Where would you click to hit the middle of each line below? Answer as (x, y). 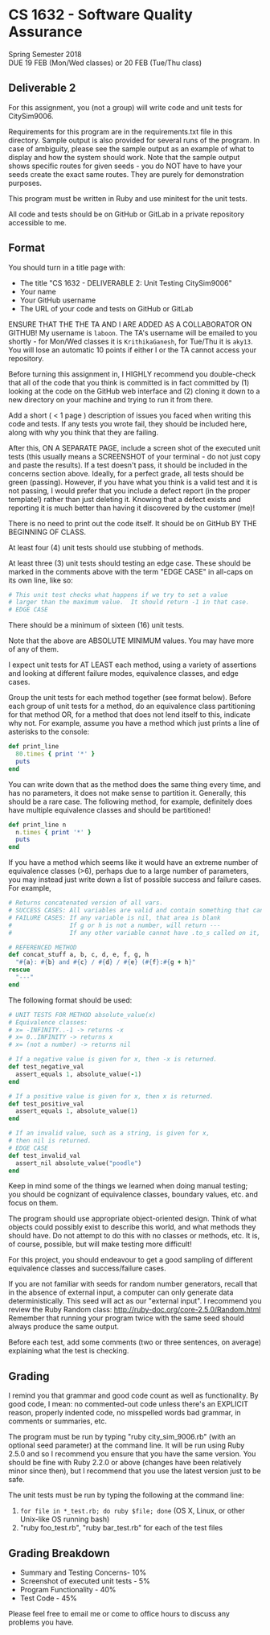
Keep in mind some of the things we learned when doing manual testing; (128, 1186)
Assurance (45, 32)
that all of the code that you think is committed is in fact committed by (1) (129, 382)
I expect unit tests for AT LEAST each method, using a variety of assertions (133, 665)
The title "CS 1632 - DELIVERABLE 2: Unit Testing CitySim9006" (126, 282)
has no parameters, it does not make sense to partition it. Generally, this (127, 793)
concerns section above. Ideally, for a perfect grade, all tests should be (126, 473)
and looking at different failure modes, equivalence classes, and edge (124, 673)
